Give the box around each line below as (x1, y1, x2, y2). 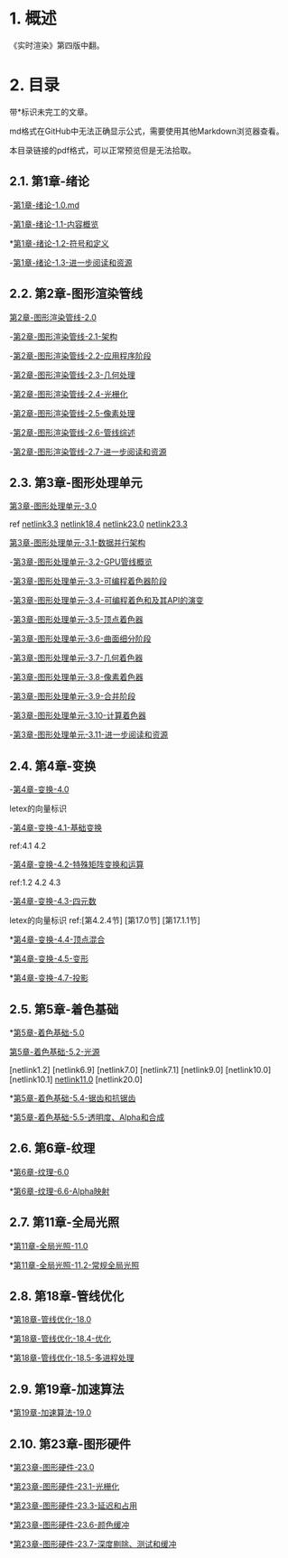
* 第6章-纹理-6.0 (9, 1166, 70, 1177)
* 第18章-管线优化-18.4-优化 (9, 1333, 111, 1344)
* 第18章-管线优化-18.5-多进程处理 (9, 1352, 135, 1364)
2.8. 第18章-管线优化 (9, 1288, 125, 1303)
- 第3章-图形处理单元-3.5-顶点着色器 (9, 614, 144, 625)
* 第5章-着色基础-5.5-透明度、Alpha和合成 (9, 1112, 165, 1123)
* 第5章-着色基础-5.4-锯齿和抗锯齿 (9, 1092, 136, 1103)
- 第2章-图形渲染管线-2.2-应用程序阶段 (9, 350, 152, 361)
